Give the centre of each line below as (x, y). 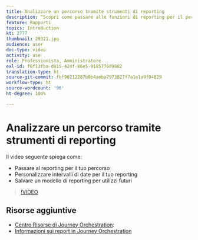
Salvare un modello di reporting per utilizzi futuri (73, 181)
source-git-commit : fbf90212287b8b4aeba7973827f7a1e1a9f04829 (84, 77)
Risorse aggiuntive (41, 210)
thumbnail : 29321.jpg (33, 39)
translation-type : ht (33, 72)
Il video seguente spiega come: (44, 156)
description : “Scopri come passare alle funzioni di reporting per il (95, 17)
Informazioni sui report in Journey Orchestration (73, 231)
